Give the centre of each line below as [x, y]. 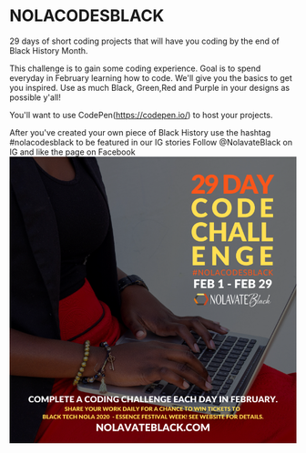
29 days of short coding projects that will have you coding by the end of [145, 41]
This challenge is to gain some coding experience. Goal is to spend [135, 68]
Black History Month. [49, 50]
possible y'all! [35, 97]
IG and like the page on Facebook [72, 152]
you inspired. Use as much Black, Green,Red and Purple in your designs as [149, 87]
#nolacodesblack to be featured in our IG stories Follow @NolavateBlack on [151, 142]
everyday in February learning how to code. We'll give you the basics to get [151, 77]
